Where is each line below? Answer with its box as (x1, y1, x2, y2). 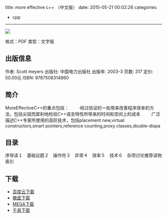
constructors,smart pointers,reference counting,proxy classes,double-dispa (5, 123, 161, 129)
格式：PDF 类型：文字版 (5, 39, 55, 44)
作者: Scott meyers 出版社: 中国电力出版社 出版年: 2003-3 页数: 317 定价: (5, 69, 154, 74)
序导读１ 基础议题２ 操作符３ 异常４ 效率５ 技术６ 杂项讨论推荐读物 (5, 152, 162, 158)
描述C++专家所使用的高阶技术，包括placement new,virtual (5, 117, 125, 123)
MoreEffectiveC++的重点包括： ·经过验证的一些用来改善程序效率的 (5, 105, 150, 111)
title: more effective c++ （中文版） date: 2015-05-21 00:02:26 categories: (5, 4, 158, 10)
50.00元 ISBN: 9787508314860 (5, 74, 69, 80)
